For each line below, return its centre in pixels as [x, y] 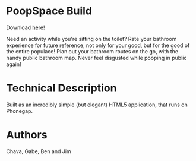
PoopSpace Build [49, 11]
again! [14, 64]
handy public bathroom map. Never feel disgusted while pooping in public [97, 58]
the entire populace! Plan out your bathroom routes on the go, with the [92, 51]
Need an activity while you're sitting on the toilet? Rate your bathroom [91, 39]
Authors [27, 135]
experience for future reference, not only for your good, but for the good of [98, 45]
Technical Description [61, 88]
